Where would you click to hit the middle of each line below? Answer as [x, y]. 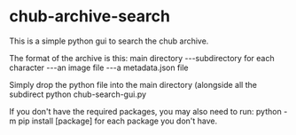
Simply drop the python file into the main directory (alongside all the [133, 84]
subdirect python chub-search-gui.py [78, 94]
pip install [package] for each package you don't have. [118, 121]
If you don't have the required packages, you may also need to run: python [145, 111]
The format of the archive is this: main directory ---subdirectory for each [142, 58]
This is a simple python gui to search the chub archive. [109, 41]
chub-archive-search [90, 16]
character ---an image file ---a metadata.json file [99, 67]
